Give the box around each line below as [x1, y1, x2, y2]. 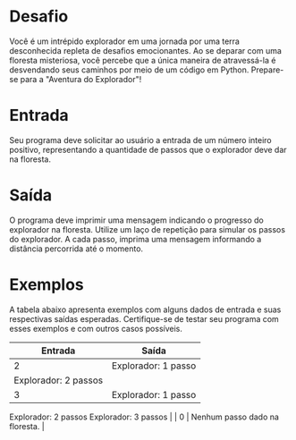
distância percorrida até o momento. [9, 243, 144, 254]
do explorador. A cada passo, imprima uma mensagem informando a [9, 233, 262, 244]
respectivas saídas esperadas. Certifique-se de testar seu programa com [9, 313, 279, 324]
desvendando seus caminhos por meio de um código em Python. [9, 64, 249, 75]
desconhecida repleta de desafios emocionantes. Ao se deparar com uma [9, 45, 282, 55]
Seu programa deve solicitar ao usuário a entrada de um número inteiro [9, 134, 273, 145]
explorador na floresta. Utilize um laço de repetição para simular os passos [9, 224, 286, 234]
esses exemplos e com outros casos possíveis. [9, 323, 183, 334]
